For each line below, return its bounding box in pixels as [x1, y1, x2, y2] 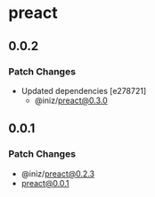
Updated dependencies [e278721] [20, 85, 147, 96]
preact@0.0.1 [20, 177, 69, 188]
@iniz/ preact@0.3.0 [34, 95, 108, 106]
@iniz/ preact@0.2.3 [20, 168, 95, 179]
